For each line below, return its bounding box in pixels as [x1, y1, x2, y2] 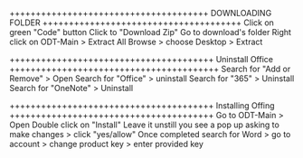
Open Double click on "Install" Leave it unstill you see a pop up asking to [9, 119, 280, 130]
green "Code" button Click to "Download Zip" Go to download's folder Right [9, 27, 292, 37]
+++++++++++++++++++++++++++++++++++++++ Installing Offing [9, 100, 275, 111]
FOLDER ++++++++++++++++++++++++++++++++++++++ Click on [9, 17, 274, 28]
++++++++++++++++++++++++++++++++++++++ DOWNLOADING [9, 8, 272, 18]
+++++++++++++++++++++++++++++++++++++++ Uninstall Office [9, 54, 274, 64]
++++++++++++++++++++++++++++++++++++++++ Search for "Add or [9, 63, 291, 74]
